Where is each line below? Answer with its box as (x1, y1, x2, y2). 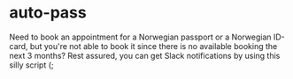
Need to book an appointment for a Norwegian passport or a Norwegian (9, 32, 272, 42)
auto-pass (9, 3, 87, 23)
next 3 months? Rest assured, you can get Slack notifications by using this (9, 50, 281, 61)
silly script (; (9, 60, 55, 70)
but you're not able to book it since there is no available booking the (29, 40, 278, 51)
